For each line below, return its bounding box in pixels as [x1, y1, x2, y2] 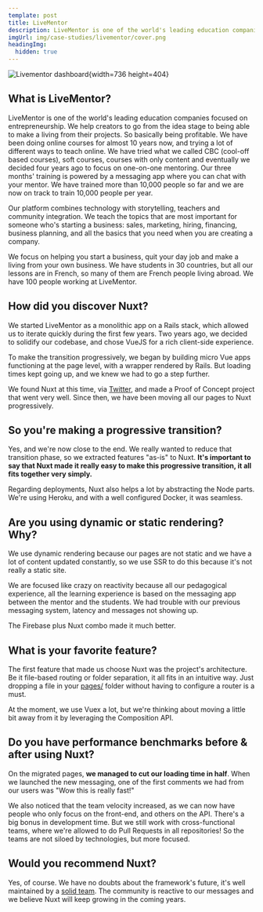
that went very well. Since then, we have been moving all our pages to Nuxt [8, 392, 252, 402]
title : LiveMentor [8, 19, 68, 27]
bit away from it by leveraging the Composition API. [8, 713, 174, 723]
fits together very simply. [8, 469, 92, 479]
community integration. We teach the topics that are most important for [8, 211, 237, 221]
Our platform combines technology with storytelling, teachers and [8, 203, 221, 213]
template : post [8, 11, 58, 20]
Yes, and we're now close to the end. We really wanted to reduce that [8, 444, 232, 454]
